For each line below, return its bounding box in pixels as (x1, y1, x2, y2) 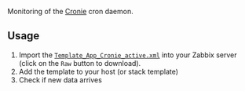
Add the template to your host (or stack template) (18, 67, 178, 76)
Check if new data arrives (18, 75, 103, 85)
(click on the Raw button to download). (18, 58, 141, 67)
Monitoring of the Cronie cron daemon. (7, 7, 134, 16)
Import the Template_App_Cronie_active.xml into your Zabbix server (18, 50, 237, 60)
